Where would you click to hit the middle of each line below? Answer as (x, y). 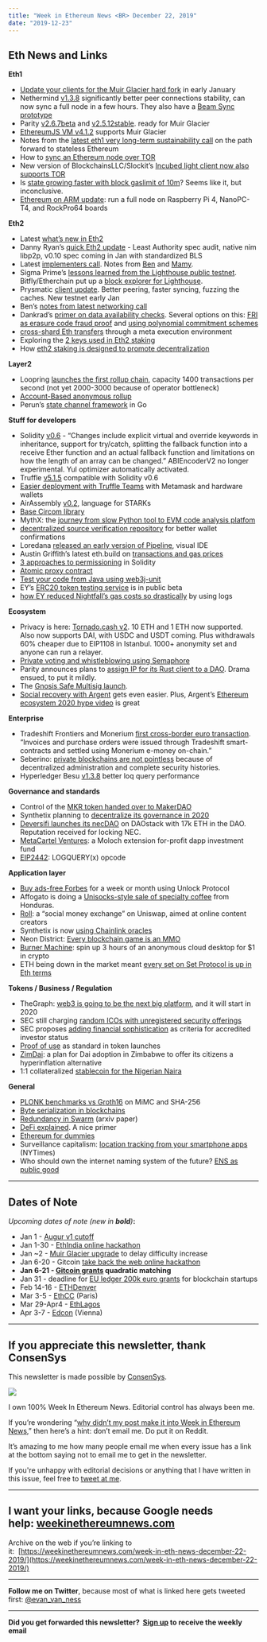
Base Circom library (52, 512)
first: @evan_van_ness (45, 1599)
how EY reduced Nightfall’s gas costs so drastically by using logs (126, 596)
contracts (35, 751)
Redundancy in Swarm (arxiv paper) (79, 1119)
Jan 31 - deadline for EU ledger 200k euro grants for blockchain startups (139, 1279)
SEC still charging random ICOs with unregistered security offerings (131, 1021)
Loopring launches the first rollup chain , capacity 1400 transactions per (137, 379)
